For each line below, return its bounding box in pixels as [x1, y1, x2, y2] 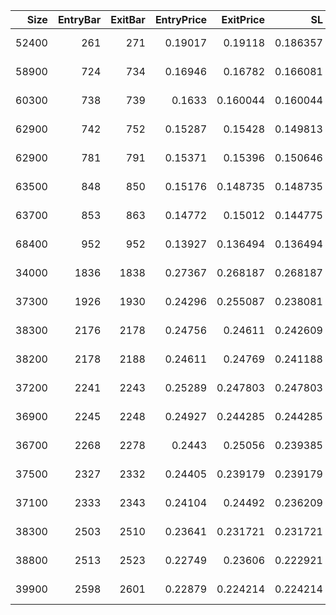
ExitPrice [221, 13, 266, 26]
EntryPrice [154, 13, 208, 26]
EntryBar [57, 13, 102, 26]
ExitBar [110, 13, 146, 26]
